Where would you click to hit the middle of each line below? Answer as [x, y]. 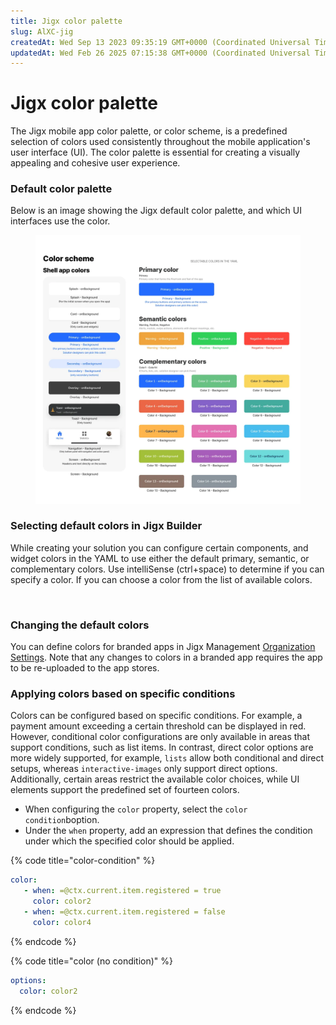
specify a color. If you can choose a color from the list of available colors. [161, 579]
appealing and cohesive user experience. [95, 163]
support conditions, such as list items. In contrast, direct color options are [162, 747]
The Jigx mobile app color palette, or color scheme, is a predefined [149, 131]
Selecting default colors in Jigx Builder [106, 526]
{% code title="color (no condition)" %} [92, 961]
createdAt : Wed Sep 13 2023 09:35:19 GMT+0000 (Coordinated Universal [160, 42]
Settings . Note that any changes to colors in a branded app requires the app [166, 657]
